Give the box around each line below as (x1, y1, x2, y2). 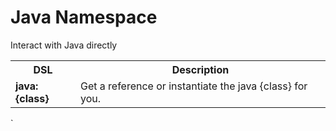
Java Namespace (10, 6, 158, 29)
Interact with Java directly (10, 39, 118, 51)
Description (171, 62, 230, 76)
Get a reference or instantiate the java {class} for (79, 79, 308, 93)
